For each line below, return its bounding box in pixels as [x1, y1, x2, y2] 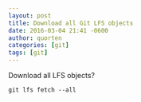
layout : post [8, 11, 52, 20]
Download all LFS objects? [8, 71, 96, 80]
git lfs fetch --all [8, 86, 77, 94]
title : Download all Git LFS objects [8, 19, 134, 27]
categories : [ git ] [8, 41, 69, 49]
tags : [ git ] [8, 49, 48, 57]
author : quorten [8, 33, 62, 42]
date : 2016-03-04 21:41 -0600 [8, 26, 109, 34]
